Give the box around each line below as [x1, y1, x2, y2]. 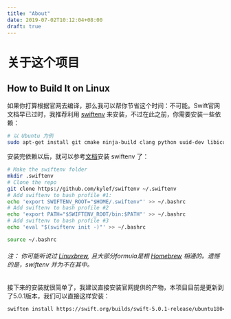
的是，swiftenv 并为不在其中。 [7, 260, 93, 269]
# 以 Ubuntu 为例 [7, 132, 54, 140]
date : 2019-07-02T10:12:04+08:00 [7, 17, 103, 23]
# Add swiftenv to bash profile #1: [7, 192, 112, 198]
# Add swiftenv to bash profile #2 [7, 205, 109, 212]
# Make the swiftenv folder [7, 166, 88, 173]
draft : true [7, 23, 41, 30]
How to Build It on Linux [7, 82, 110, 94]
